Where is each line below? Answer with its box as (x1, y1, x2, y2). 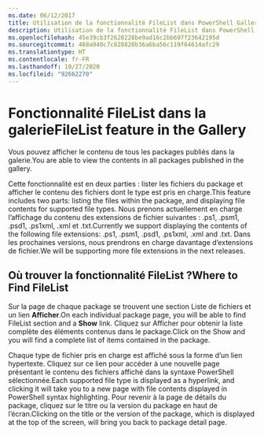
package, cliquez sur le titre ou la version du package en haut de (8, 401, 218, 411)
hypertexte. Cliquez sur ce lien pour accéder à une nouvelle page (8, 359, 220, 369)
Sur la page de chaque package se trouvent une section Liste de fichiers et (8, 302, 251, 311)
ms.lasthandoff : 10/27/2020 (8, 63, 101, 71)
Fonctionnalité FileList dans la (8, 104, 207, 122)
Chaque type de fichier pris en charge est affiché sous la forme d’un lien (8, 351, 243, 360)
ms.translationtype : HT (8, 48, 86, 56)
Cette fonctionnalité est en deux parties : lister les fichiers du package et (8, 179, 244, 188)
